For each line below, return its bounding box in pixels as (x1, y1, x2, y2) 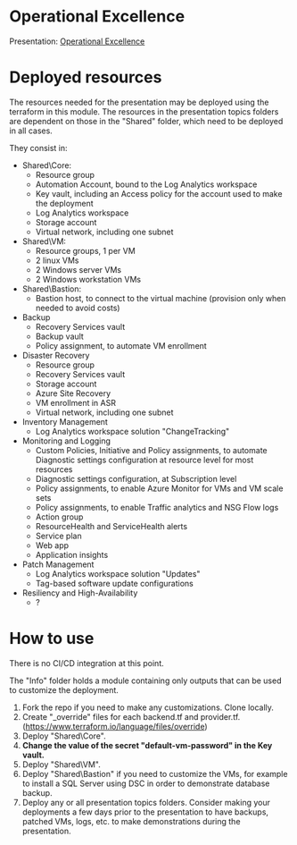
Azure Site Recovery (35, 387, 111, 399)
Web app (35, 539, 70, 551)
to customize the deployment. (9, 684, 119, 695)
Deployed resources (9, 67, 162, 88)
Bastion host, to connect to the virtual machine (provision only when (35, 292, 286, 303)
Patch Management (21, 559, 95, 570)
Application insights (35, 549, 109, 560)
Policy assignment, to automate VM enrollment (35, 340, 207, 351)
